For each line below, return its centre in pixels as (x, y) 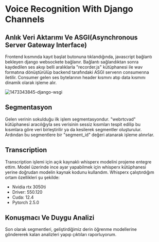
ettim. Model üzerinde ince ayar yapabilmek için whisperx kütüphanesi (76, 167)
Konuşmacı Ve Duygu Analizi (50, 218)
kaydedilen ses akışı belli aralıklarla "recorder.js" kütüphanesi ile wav (74, 67)
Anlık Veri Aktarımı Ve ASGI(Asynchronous (71, 37)
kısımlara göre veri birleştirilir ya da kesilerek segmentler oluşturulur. (73, 129)
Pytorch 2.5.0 (26, 202)
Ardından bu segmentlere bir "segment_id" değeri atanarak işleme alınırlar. (80, 135)
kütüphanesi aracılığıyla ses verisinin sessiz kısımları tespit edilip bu (73, 124)
